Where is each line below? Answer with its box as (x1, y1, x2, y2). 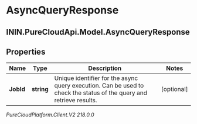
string (31, 85, 49, 93)
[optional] (161, 85, 188, 93)
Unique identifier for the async (54, 74, 138, 82)
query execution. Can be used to (54, 82, 144, 90)
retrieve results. (54, 96, 98, 105)
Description (88, 64, 122, 72)
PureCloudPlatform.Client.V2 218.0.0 (6, 111, 95, 118)
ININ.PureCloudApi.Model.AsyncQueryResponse (6, 27, 190, 37)
